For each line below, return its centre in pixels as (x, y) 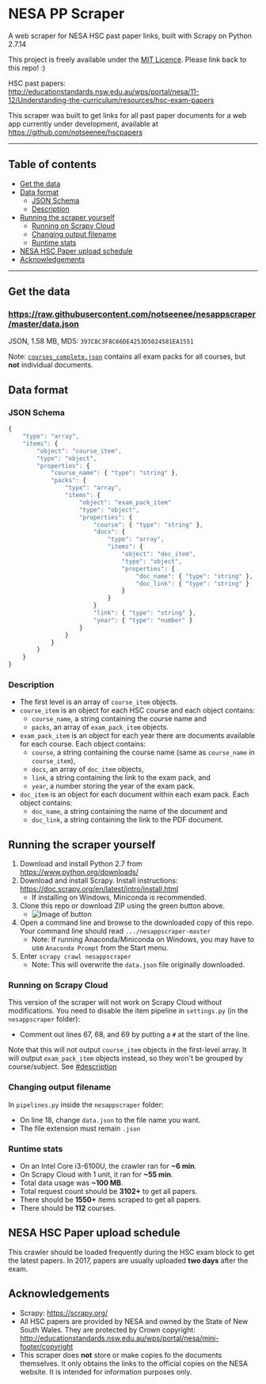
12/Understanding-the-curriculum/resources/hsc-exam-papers (111, 100)
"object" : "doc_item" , (159, 554)
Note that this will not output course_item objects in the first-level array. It (127, 1050)
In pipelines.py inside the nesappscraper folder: (86, 1105)
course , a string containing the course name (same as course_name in (143, 752)
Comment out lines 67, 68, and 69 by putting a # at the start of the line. (135, 1035)
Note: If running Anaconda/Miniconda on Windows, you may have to (143, 940)
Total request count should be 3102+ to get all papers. (108, 1191)
